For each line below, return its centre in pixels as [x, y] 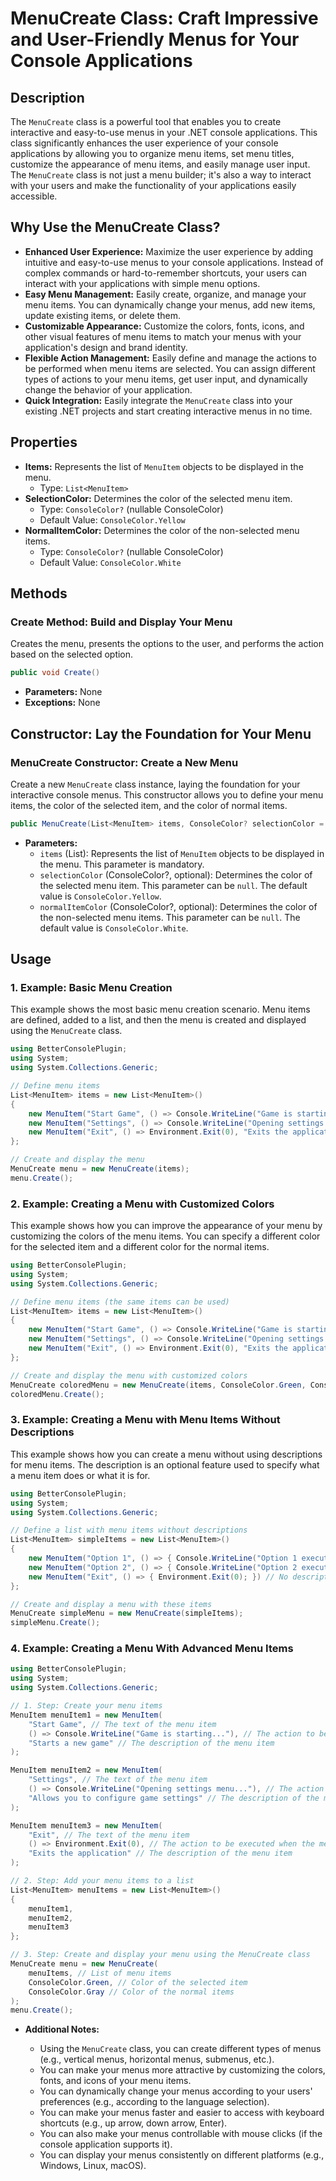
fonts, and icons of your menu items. [115, 2081]
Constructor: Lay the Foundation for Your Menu [161, 733]
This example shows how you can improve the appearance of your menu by [166, 1226]
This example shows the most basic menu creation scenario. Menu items [160, 1009]
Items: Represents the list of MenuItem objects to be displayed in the [164, 466]
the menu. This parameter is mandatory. [122, 864]
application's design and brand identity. [106, 347]
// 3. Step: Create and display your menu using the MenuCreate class [160, 1955]
